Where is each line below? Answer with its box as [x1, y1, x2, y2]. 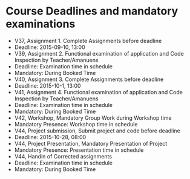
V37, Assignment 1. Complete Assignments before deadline [14, 37, 162, 44]
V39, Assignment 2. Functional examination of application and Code [14, 50, 184, 57]
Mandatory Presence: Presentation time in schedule [14, 146, 144, 154]
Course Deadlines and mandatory [5, 4, 179, 18]
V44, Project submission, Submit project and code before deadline [14, 127, 181, 134]
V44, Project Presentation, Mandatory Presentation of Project [14, 140, 168, 147]
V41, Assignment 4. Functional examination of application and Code [14, 88, 183, 96]
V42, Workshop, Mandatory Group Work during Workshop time [14, 114, 172, 122]
